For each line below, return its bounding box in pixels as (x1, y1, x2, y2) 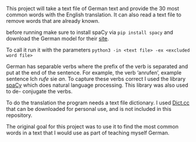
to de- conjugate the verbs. (6, 88, 73, 94)
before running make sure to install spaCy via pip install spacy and (6, 29, 174, 36)
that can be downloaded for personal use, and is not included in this (6, 106, 172, 112)
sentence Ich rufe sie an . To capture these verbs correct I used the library (6, 76, 186, 82)
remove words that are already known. (6, 18, 100, 24)
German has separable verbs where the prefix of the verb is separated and (6, 63, 188, 70)
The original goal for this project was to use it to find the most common (6, 123, 179, 130)
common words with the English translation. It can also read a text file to (6, 11, 182, 18)
